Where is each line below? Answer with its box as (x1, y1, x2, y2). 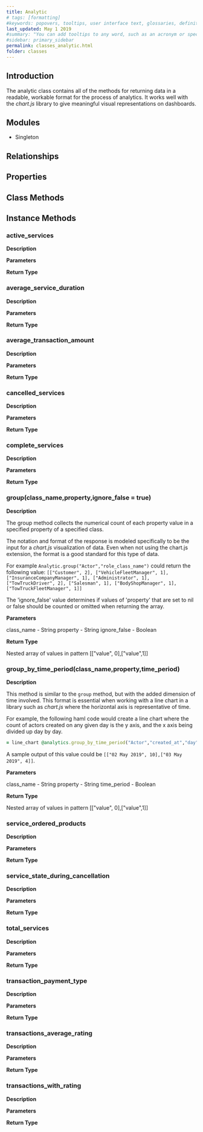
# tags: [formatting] (6, 15, 61, 21)
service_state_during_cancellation (6, 872, 110, 880)
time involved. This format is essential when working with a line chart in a (6, 697, 188, 704)
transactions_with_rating (6, 1082, 82, 1090)
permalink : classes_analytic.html (6, 43, 94, 49)
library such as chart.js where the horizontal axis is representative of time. (6, 703, 191, 711)
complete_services (6, 441, 64, 450)
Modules (6, 117, 40, 127)
